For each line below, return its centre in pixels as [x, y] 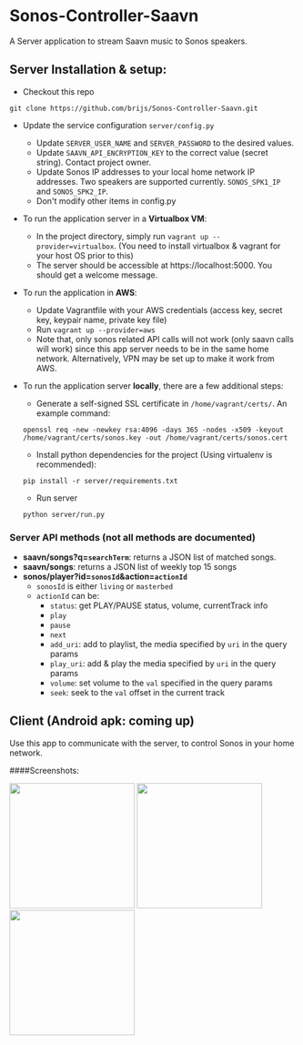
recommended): [66, 464]
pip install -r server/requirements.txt [100, 481]
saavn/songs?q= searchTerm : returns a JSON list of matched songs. [149, 557]
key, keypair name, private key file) [101, 320]
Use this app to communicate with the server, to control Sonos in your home [152, 743]
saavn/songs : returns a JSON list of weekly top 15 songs [130, 567]
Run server [57, 498]
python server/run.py [63, 514]
